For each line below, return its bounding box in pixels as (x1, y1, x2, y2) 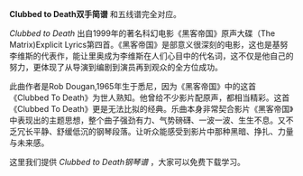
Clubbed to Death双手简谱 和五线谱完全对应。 (9, 9, 182, 19)
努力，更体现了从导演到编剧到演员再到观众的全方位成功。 (9, 62, 223, 72)
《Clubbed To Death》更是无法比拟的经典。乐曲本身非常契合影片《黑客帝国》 (9, 104, 294, 114)
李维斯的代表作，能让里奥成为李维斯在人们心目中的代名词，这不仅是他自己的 (9, 51, 294, 61)
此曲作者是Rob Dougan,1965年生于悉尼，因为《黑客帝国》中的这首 (9, 81, 257, 91)
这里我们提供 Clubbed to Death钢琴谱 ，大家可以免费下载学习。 (9, 157, 245, 167)
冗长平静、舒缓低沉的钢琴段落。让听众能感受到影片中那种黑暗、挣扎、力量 (16, 126, 294, 136)
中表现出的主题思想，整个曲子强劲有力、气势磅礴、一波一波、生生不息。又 (9, 115, 286, 125)
